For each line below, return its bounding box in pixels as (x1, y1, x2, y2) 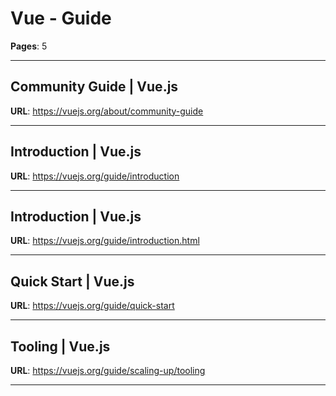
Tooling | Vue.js (10, 338, 111, 355)
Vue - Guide (10, 7, 112, 30)
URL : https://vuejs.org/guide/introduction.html (10, 235, 200, 247)
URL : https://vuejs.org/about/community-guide (10, 105, 204, 117)
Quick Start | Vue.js (10, 273, 135, 290)
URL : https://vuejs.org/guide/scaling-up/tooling (10, 365, 206, 376)
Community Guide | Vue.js (10, 78, 179, 96)
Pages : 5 (10, 40, 48, 52)
